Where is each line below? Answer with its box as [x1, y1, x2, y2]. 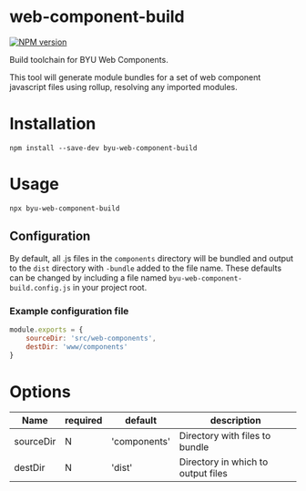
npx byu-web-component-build [9, 203, 120, 213]
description [209, 414, 261, 427]
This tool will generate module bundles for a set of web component [9, 71, 261, 83]
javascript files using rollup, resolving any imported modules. [9, 81, 239, 92]
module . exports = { [9, 325, 84, 334]
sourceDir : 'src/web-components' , [25, 333, 157, 343]
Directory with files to [178, 430, 271, 443]
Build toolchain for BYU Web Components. [9, 54, 168, 65]
